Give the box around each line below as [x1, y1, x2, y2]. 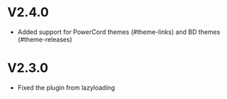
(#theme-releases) [17, 35, 73, 43]
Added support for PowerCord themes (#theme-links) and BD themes [17, 28, 221, 36]
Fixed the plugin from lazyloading [17, 83, 115, 92]
